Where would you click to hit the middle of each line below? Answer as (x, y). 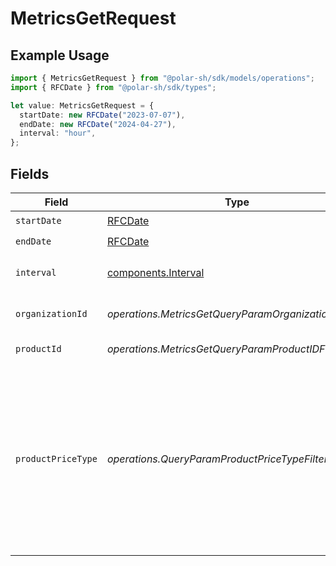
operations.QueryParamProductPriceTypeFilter (217, 459)
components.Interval (155, 272)
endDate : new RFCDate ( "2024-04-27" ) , (98, 124)
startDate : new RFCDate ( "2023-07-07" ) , (102, 115)
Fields (30, 173)
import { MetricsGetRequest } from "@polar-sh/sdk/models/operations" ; (162, 78)
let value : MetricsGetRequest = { (82, 105)
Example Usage (60, 55)
